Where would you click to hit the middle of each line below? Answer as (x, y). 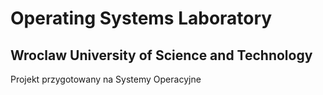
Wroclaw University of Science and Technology (161, 55)
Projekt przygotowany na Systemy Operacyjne (106, 79)
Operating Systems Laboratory (141, 18)
